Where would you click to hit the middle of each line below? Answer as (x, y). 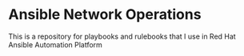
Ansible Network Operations (105, 15)
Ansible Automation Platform (55, 44)
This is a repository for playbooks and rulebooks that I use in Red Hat (122, 36)
